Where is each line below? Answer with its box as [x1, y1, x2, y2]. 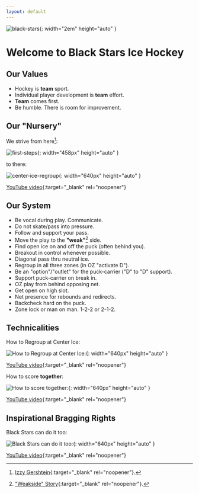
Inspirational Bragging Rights [6, 413, 116, 423]
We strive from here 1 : [6, 137, 58, 145]
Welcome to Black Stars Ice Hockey [6, 46, 184, 59]
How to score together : [6, 373, 64, 380]
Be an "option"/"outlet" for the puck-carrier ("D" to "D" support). [14, 268, 173, 275]
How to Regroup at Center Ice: [6, 338, 81, 345]
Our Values [6, 69, 49, 79]
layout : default [6, 8, 46, 15]
